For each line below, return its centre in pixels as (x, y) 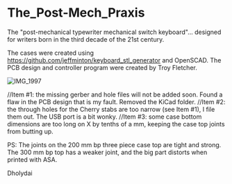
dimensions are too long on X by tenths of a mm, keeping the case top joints (116, 124)
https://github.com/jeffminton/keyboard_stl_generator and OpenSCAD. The (114, 60)
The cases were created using (51, 53)
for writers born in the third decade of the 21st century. (86, 39)
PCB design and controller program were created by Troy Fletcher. (102, 67)
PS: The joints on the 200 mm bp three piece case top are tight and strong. (114, 144)
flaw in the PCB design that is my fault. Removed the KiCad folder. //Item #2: (116, 101)
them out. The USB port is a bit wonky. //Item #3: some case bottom (105, 117)
